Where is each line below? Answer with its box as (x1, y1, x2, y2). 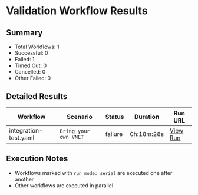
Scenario (67, 113, 93, 121)
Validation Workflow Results (6, 4, 148, 18)
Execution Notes (6, 154, 68, 164)
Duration (134, 113, 160, 121)
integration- (9, 126, 43, 134)
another (14, 176, 34, 183)
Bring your (60, 128, 90, 134)
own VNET (60, 134, 84, 140)
